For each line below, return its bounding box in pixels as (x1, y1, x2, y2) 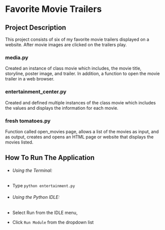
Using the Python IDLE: (12, 194, 60, 200)
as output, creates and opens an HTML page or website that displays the (5, 134, 154, 140)
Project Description (5, 23, 66, 32)
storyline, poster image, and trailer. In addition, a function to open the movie (5, 71, 160, 77)
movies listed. (5, 139, 34, 145)
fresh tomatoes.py (5, 117, 51, 124)
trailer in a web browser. (5, 76, 55, 82)
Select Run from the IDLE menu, (12, 210, 78, 216)
